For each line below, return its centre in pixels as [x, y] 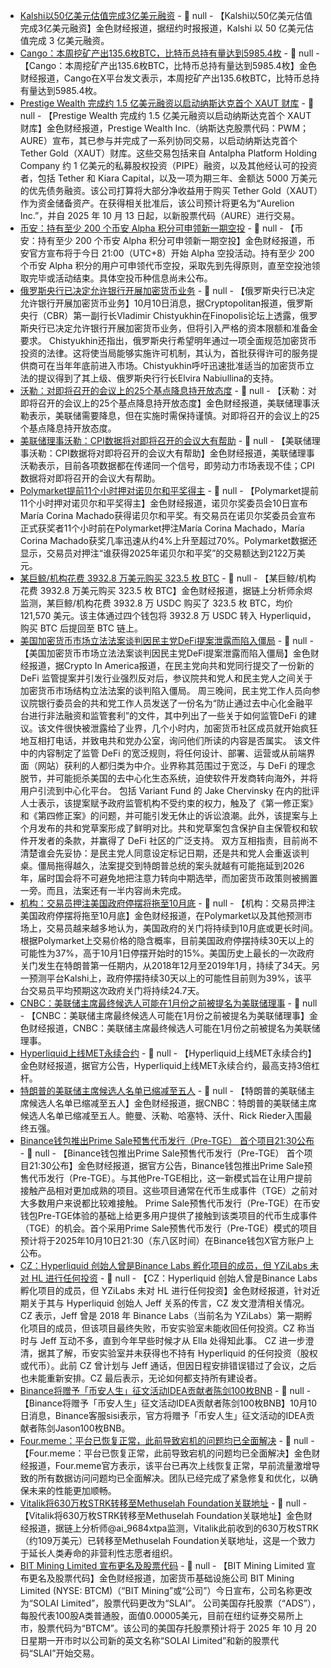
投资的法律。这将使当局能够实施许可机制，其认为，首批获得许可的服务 [164, 353]
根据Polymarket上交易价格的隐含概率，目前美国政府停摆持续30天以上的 [167, 940]
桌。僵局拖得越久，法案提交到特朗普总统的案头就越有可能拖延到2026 [162, 865]
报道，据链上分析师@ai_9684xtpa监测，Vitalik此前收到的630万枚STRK [174, 1528]
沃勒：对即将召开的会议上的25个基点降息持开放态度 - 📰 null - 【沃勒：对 [168, 390]
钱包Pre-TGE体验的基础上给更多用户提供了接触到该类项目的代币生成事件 [168, 1215]
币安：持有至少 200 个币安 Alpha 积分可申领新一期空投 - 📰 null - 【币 [161, 228]
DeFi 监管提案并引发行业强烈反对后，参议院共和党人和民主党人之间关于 [166, 678]
